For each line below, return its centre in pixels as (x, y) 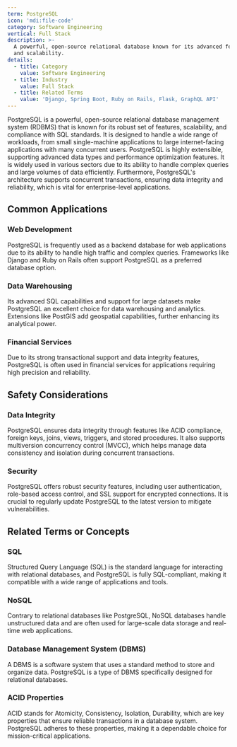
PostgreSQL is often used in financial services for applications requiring (111, 365)
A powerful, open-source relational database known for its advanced (118, 47)
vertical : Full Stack (39, 34)
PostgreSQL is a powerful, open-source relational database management (113, 120)
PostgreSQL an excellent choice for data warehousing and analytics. (107, 308)
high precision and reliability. (49, 373)
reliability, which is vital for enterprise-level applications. (89, 187)
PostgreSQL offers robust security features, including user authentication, (115, 487)
